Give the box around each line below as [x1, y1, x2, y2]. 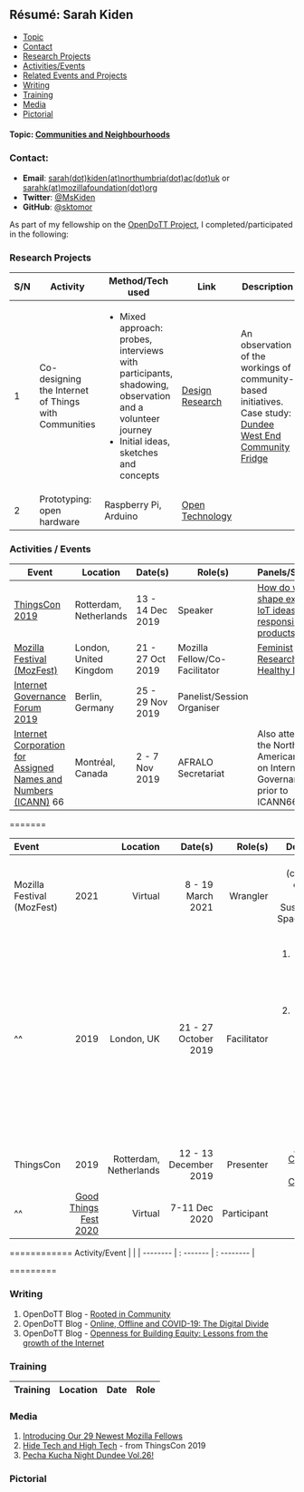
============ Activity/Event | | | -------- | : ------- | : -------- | [9, 1247, 255, 1259]
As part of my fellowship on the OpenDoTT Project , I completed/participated [9, 219, 293, 229]
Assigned [14, 762, 54, 775]
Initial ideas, [119, 435, 170, 447]
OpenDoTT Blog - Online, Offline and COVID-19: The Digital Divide [22, 1318, 270, 1329]
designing [39, 373, 81, 385]
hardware [39, 516, 81, 528]
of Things [39, 395, 81, 407]
